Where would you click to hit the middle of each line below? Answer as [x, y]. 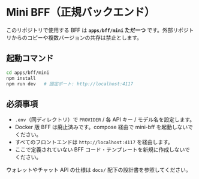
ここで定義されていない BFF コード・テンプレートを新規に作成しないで [102, 150]
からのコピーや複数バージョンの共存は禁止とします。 [77, 37]
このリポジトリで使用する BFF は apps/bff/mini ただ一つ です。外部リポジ [97, 30]
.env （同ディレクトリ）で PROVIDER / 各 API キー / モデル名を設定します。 [105, 120]
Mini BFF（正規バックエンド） [81, 12]
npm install [21, 78]
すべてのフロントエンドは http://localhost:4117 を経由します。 [94, 142]
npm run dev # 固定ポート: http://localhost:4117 [70, 84]
